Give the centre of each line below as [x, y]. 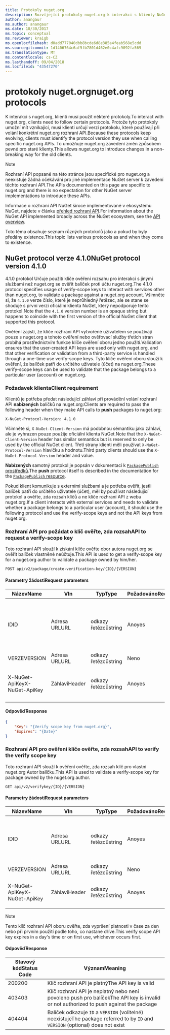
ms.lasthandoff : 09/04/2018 [35, 62]
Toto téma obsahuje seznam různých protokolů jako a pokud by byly [76, 232]
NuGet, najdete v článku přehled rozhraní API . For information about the [79, 211]
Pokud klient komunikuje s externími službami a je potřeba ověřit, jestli [78, 486]
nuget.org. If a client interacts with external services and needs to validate [82, 502]
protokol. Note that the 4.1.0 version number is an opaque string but [76, 311]
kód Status [25, 968]
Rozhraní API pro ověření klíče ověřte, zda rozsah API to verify [82, 749]
